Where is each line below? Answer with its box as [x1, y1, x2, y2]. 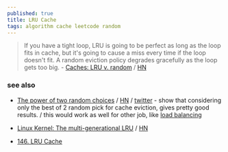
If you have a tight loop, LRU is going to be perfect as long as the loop [23, 42, 221, 50]
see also [7, 80, 36, 90]
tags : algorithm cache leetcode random [7, 23, 121, 29]
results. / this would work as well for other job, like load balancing [16, 110, 202, 118]
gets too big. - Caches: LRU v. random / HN [23, 63, 147, 72]
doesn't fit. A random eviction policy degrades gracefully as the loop [23, 56, 218, 64]
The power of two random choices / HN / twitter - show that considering [16, 96, 222, 104]
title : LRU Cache [7, 16, 57, 23]
